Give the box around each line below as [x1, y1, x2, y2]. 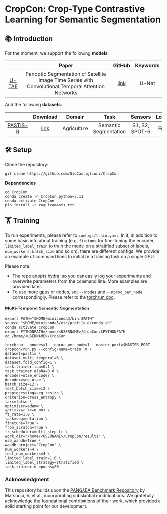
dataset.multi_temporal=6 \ [5, 355, 64, 360]
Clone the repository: [5, 161, 49, 167]
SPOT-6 [131, 128, 151, 135]
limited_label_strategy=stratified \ [5, 460, 83, 465]
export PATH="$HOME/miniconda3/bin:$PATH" [5, 316, 94, 321]
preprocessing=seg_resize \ [5, 390, 64, 395]
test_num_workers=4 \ [5, 451, 50, 456]
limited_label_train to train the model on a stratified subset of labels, [5, 243, 150, 249]
